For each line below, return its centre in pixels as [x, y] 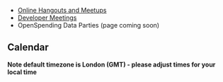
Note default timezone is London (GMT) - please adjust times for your [111, 64]
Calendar [28, 48]
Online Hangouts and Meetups [62, 10]
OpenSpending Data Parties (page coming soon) [88, 25]
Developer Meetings [47, 18]
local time [22, 72]
